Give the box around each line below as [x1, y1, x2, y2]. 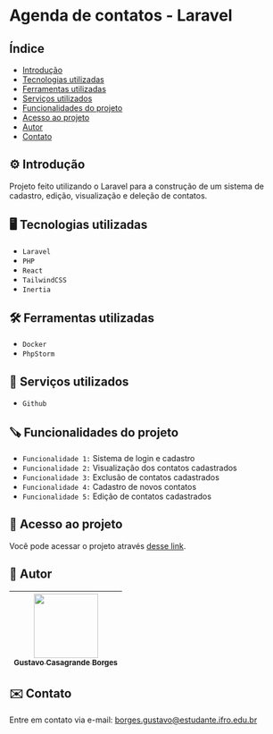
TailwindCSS [21, 275, 67, 284]
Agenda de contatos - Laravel [9, 5, 233, 26]
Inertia [21, 285, 51, 294]
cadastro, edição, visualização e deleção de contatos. [9, 190, 208, 201]
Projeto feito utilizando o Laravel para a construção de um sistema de [9, 181, 265, 191]
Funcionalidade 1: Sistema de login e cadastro [21, 453, 195, 464]
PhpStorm [21, 350, 55, 359]
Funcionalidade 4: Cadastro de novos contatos [21, 482, 197, 493]
